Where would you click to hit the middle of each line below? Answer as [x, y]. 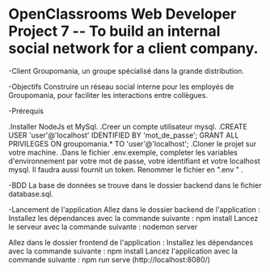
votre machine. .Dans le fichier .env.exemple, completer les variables [123, 152]
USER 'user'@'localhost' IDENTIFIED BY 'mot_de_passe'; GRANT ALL [124, 135]
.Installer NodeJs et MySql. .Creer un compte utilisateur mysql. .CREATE [128, 126]
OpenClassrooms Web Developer [122, 14]
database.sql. [31, 193]
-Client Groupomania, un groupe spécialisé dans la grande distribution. [127, 70]
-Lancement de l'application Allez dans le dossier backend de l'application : [135, 209]
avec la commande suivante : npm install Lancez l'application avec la [123, 251]
